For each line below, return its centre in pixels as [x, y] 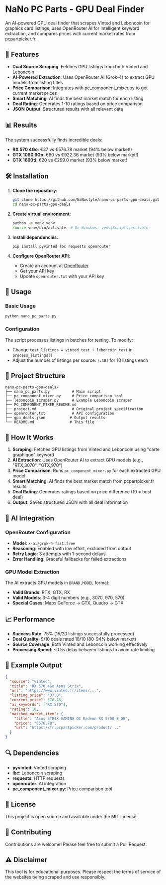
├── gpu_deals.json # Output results [55, 418]
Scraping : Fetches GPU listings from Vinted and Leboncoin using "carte [86, 449]
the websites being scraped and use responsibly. [55, 877]
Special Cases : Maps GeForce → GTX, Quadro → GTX [68, 603]
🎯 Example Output [34, 665]
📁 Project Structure [35, 376]
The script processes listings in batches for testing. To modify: [69, 340]
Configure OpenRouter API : [41, 256]
